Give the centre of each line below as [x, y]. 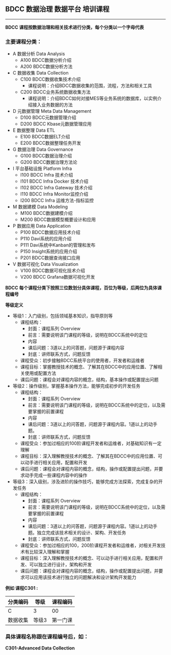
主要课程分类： [24, 41]
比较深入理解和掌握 [49, 552]
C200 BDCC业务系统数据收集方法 [55, 92]
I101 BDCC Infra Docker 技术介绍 [54, 181]
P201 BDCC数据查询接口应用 [50, 258]
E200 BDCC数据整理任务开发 [51, 143]
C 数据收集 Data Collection [40, 73]
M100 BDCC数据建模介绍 [46, 213]
